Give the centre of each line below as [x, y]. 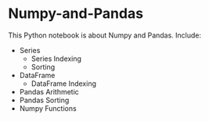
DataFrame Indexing [63, 84]
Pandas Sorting [44, 100]
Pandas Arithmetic [49, 91]
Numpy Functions [48, 108]
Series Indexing [56, 59]
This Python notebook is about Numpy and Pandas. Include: [105, 35]
